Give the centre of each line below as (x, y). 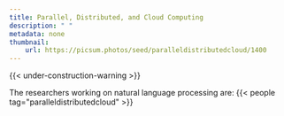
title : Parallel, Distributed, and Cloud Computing (106, 17)
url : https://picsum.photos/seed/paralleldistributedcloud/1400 (146, 50)
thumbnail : (29, 42)
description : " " (41, 26)
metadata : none (37, 34)
